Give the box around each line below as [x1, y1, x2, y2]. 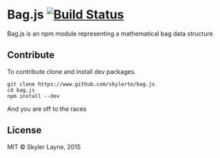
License [7, 124, 42, 136]
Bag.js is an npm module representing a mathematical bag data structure [7, 29, 213, 38]
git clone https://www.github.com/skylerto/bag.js [7, 81, 155, 88]
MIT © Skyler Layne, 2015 [7, 142, 81, 150]
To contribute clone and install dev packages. [7, 67, 136, 75]
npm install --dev [7, 92, 60, 99]
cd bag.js [7, 86, 36, 94]
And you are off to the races [7, 105, 87, 113]
